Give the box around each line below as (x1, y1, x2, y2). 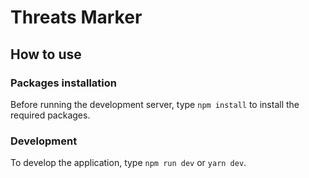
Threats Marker (10, 6, 143, 29)
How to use (10, 46, 82, 63)
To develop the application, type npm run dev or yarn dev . (10, 157, 247, 169)
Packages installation (10, 76, 117, 90)
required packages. (10, 109, 91, 121)
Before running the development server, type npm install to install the (10, 98, 300, 110)
